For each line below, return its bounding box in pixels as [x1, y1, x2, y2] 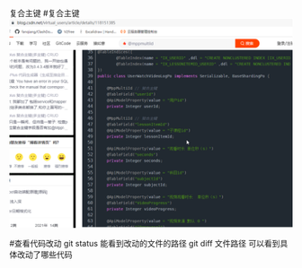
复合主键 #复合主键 [9, 8, 80, 18]
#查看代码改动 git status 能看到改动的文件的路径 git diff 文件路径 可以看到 [9, 238, 280, 249]
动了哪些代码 [24, 249, 73, 260]
